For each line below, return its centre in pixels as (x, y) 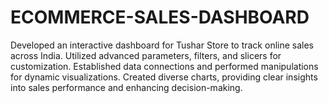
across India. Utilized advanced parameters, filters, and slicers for (146, 55)
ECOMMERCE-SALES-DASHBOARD (160, 17)
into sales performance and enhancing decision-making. (126, 87)
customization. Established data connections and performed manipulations (164, 66)
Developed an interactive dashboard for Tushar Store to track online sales (162, 45)
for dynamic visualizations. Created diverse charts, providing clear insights (164, 77)
